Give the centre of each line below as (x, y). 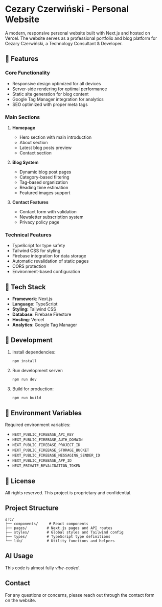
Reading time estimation (44, 187)
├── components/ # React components (47, 524)
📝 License (20, 481)
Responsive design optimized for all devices (57, 83)
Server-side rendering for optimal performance (59, 89)
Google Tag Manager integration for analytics (58, 99)
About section (34, 142)
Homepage (24, 127)
